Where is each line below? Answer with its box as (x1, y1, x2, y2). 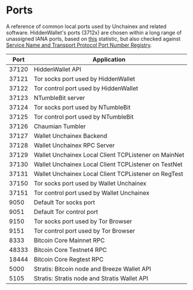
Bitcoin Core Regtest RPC (33, 255, 104, 263)
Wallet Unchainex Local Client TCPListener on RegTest (33, 170, 183, 178)
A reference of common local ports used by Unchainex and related (6, 23, 167, 30)
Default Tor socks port (33, 198, 95, 206)
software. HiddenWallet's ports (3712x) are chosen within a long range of (6, 29, 182, 36)
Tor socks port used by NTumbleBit (33, 103, 131, 111)
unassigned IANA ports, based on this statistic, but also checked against (6, 35, 181, 42)
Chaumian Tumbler (33, 122, 86, 130)
